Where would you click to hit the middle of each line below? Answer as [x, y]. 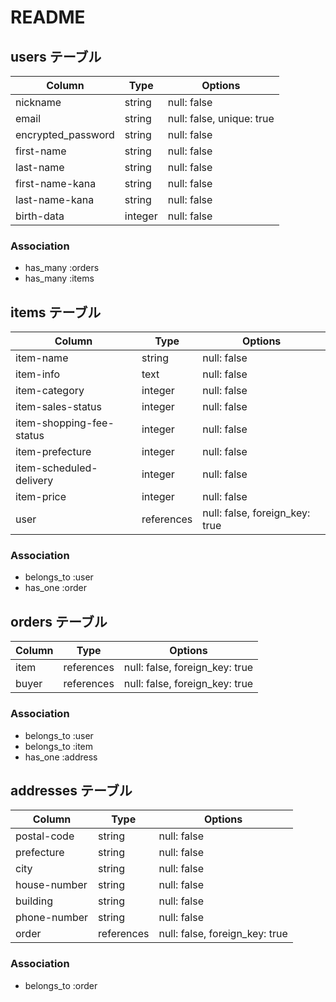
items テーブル [56, 312]
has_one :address [61, 757]
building [34, 901]
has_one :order [55, 588]
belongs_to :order [61, 985]
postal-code [45, 836]
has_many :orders [62, 268]
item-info [38, 374]
